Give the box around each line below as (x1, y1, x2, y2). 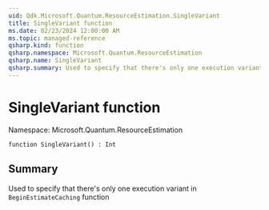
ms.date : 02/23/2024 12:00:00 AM (8, 26, 120, 34)
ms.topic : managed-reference (8, 34, 106, 42)
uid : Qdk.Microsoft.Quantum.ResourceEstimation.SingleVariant (8, 11, 220, 20)
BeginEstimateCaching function (8, 192, 110, 201)
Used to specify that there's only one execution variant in (8, 184, 198, 193)
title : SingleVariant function (8, 19, 113, 27)
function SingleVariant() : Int (8, 140, 116, 148)
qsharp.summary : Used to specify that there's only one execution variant (8, 64, 263, 72)
